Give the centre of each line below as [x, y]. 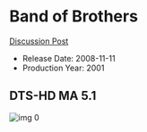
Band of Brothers [74, 16]
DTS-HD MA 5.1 [53, 96]
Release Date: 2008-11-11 [69, 58]
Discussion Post [39, 41]
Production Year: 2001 [63, 68]
